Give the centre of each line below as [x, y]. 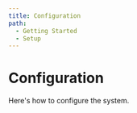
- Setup [29, 38]
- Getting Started [47, 31]
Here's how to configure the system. [69, 101]
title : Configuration [45, 16]
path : [17, 23]
